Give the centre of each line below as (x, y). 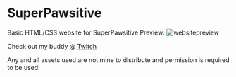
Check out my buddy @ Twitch (52, 46)
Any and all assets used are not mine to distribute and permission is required (118, 60)
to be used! (24, 67)
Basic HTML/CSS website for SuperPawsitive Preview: (86, 32)
